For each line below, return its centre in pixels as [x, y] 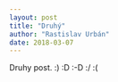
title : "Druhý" [38, 26]
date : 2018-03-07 [42, 42]
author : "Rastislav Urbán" [59, 34]
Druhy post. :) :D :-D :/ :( [54, 68]
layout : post [34, 17]
